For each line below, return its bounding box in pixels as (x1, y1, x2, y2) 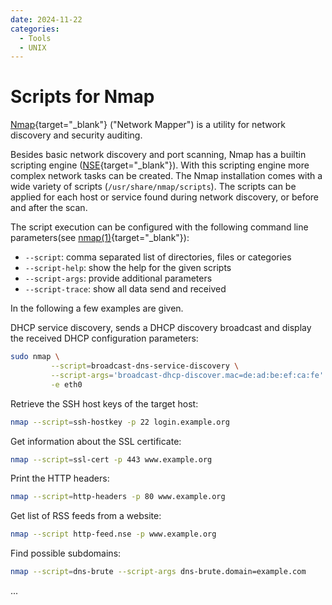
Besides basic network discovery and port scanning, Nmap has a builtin (10, 149, 307, 161)
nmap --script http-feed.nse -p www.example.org (10, 529, 217, 540)
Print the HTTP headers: (10, 472, 110, 485)
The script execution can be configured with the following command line (10, 221, 309, 233)
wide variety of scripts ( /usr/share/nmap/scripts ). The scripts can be (10, 181, 297, 193)
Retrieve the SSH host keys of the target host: (10, 397, 199, 410)
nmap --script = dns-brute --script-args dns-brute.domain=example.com (10, 567, 307, 577)
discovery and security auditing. (10, 129, 143, 141)
